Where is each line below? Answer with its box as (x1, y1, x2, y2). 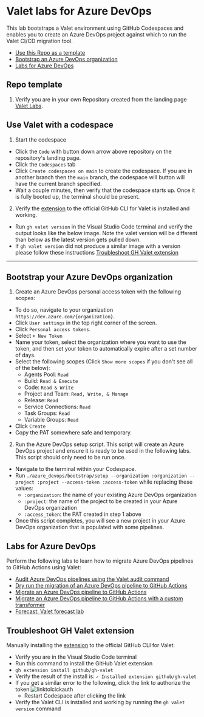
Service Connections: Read (24, 403, 91, 411)
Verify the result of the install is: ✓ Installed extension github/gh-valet (15, 673, 197, 680)
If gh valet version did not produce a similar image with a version (15, 242, 181, 250)
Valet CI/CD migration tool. (6, 37, 73, 44)
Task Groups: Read (24, 410, 70, 417)
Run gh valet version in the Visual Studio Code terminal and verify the (15, 223, 193, 230)
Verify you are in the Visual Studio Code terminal (15, 653, 137, 660)
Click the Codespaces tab (15, 160, 76, 168)
